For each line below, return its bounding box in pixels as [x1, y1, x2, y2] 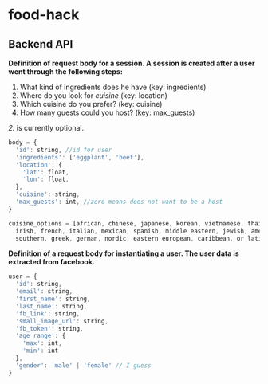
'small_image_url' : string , [15, 317, 109, 325]
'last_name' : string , [15, 302, 88, 310]
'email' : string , [15, 288, 73, 296]
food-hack [8, 6, 80, 24]
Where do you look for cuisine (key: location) [19, 91, 167, 100]
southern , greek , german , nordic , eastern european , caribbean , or [15, 234, 245, 242]
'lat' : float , [22, 168, 69, 176]
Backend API [8, 37, 73, 51]
